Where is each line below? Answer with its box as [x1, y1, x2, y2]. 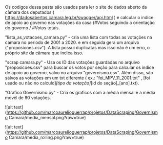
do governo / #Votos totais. [5, 25, 60, 31]
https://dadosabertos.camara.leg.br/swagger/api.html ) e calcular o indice [5, 15, 154, 20]
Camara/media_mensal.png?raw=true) [9, 115, 86, 120]
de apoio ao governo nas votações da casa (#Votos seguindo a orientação [5, 20, 155, 25]
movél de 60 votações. [5, 95, 51, 101]
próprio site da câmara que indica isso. [5, 50, 83, 56]
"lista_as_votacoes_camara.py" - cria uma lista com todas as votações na [5, 34, 152, 40]
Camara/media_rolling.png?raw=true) [9, 134, 84, 140]
